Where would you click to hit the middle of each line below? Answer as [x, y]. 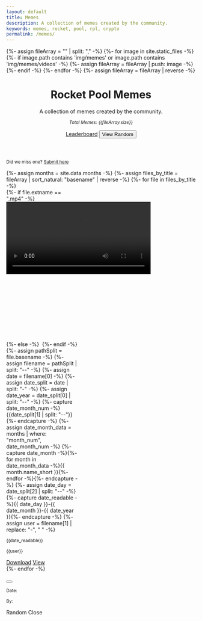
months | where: [26, 434]
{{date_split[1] [23, 415]
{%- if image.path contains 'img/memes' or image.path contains [86, 58]
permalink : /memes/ [31, 34]
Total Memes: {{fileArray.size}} [101, 123]
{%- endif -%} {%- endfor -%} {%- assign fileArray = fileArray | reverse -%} [101, 70]
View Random [118, 134]
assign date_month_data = [39, 427]
